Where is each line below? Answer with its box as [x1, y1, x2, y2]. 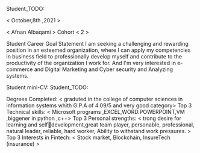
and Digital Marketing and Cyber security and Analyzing [34, 66, 173, 73]
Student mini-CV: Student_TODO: [6, 84, 89, 91]
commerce [6, 66, 33, 73]
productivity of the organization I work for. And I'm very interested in [6, 60, 177, 66]
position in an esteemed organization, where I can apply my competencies [6, 46, 191, 54]
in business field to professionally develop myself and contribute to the [6, 53, 183, 60]
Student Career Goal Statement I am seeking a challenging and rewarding [6, 40, 189, 47]
